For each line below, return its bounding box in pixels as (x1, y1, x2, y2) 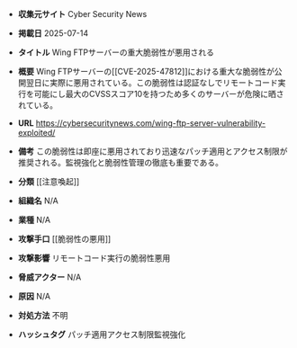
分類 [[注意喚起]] (17, 176, 80, 187)
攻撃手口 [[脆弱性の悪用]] (17, 234, 112, 244)
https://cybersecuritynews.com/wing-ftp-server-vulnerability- (35, 118, 266, 129)
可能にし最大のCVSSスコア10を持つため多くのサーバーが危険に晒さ (33, 89, 285, 99)
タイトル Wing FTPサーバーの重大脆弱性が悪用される (17, 47, 214, 58)
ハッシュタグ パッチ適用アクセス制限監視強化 (17, 329, 186, 340)
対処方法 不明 (17, 310, 68, 320)
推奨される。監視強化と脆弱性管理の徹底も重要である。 (17, 157, 223, 167)
